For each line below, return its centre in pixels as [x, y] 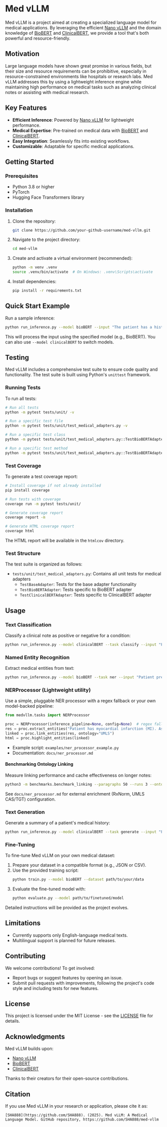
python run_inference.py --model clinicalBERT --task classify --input [81, 644]
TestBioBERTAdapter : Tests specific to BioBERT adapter [76, 590]
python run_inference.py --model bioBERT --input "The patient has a [79, 327]
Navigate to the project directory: [46, 240]
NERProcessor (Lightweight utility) [48, 690]
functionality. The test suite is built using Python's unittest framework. [78, 375]
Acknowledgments [35, 1037]
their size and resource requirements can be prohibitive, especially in [76, 71]
